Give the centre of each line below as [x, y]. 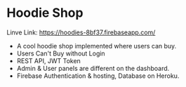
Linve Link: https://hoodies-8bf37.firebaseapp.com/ [81, 32]
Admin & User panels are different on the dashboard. [93, 68]
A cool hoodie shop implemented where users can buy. [97, 46]
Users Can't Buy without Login [61, 53]
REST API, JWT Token [49, 60]
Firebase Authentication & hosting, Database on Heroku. [98, 76]
